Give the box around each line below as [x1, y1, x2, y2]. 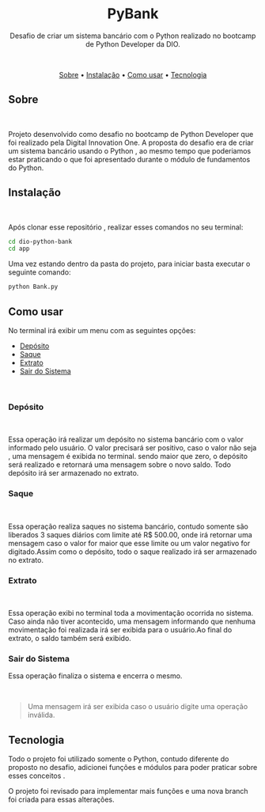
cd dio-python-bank [8, 237, 73, 245]
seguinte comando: [8, 268, 71, 277]
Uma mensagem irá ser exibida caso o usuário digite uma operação [27, 702, 248, 711]
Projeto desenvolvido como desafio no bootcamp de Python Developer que [8, 129, 254, 138]
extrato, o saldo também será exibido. [8, 633, 132, 643]
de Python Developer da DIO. [85, 39, 180, 48]
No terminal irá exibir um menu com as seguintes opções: [8, 326, 196, 335]
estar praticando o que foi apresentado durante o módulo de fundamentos [8, 154, 251, 164]
